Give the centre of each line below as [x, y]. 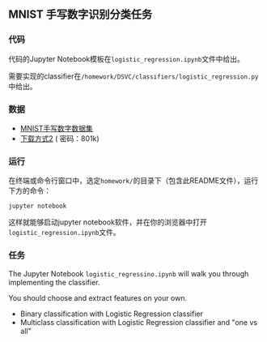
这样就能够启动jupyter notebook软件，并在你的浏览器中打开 [108, 222]
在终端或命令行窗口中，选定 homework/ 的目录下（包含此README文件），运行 [133, 181]
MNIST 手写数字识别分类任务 [81, 15]
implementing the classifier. [54, 282]
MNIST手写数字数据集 [56, 128]
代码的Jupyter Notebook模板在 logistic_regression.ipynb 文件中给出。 [127, 58]
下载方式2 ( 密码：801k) [59, 138]
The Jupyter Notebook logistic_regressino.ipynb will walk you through [129, 273]
